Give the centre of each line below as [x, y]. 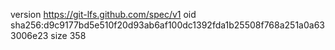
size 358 [68, 35]
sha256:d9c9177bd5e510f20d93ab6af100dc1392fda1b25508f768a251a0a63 [167, 25]
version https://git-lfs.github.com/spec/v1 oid [103, 14]
